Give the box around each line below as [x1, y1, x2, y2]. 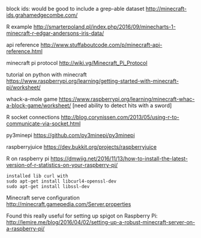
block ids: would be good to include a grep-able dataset [6, 5, 145, 12]
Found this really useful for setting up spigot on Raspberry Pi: [6, 212, 158, 219]
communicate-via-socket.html [6, 120, 81, 127]
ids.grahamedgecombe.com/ [6, 11, 78, 19]
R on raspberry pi [6, 155, 50, 162]
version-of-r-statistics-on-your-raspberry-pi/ [6, 161, 118, 168]
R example [6, 23, 32, 30]
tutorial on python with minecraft [6, 71, 87, 78]
